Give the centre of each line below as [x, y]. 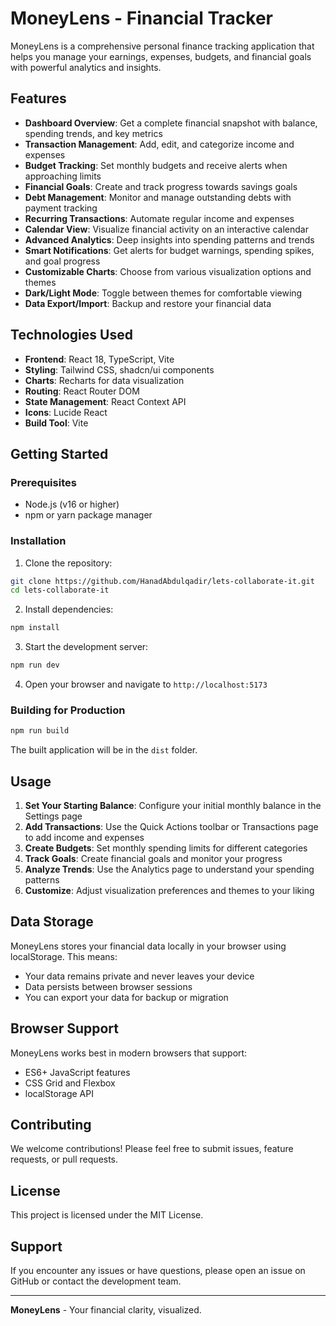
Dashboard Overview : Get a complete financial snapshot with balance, [171, 123]
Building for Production [68, 710]
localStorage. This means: [64, 956]
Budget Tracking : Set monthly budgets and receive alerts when [156, 165]
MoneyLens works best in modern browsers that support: [129, 1053]
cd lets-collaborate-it [60, 590]
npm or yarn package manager [88, 515]
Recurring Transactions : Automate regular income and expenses [159, 218]
